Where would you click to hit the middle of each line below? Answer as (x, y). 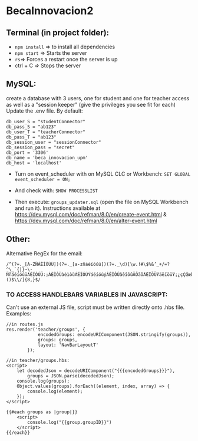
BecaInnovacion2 (50, 11)
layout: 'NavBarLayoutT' (68, 345)
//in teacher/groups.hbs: (38, 360)
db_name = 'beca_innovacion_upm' (47, 157)
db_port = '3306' (27, 152)
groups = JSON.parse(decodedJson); (71, 376)
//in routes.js (25, 324)
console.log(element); (55, 391)
